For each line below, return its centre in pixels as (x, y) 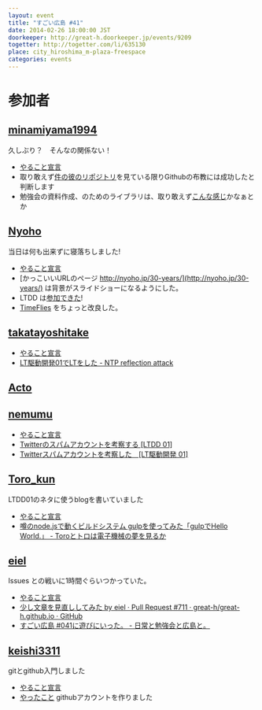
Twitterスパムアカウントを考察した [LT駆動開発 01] (104, 454)
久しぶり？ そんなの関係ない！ (60, 150)
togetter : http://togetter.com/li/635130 (77, 45)
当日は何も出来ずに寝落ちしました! (65, 251)
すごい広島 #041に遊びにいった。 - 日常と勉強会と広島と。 (115, 626)
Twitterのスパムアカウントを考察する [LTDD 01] (96, 444)
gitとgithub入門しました (47, 671)
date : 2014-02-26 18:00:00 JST (59, 30)
